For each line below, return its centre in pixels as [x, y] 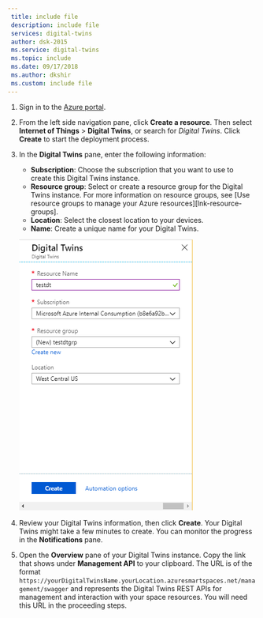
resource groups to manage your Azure [94, 203]
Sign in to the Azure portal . [62, 107]
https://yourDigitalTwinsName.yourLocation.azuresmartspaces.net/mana [137, 581]
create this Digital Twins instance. [85, 178]
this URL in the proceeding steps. [73, 605]
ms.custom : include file [51, 83]
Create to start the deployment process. [84, 139]
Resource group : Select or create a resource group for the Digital [137, 187]
